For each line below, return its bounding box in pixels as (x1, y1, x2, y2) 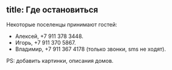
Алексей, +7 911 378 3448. (15, 33, 84, 40)
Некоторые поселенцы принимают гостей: (6, 21, 117, 28)
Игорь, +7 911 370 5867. (15, 39, 76, 46)
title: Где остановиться (6, 5, 98, 15)
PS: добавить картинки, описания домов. (6, 57, 114, 64)
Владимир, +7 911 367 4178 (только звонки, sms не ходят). (15, 45, 166, 52)
